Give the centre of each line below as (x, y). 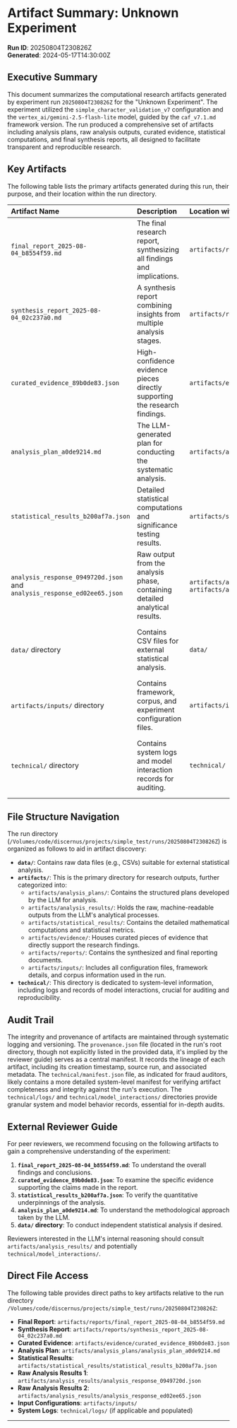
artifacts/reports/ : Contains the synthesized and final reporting (123, 952)
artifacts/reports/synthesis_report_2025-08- (141, 1330)
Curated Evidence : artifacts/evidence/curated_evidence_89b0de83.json (123, 1343)
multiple (150, 323)
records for (156, 779)
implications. (158, 276)
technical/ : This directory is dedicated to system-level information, (115, 983)
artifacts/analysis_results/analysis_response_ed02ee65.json (109, 1396)
